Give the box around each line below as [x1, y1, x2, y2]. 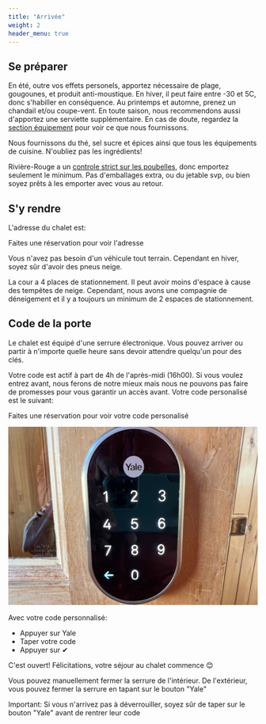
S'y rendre [8, 202, 61, 215]
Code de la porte [8, 317, 92, 330]
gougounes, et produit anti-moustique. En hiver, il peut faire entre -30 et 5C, [8, 90, 256, 99]
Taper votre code [19, 637, 77, 646]
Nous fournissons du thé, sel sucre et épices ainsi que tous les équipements [8, 139, 257, 148]
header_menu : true [8, 29, 69, 37]
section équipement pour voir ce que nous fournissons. [8, 123, 189, 132]
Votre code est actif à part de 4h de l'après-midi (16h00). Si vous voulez [8, 370, 244, 379]
